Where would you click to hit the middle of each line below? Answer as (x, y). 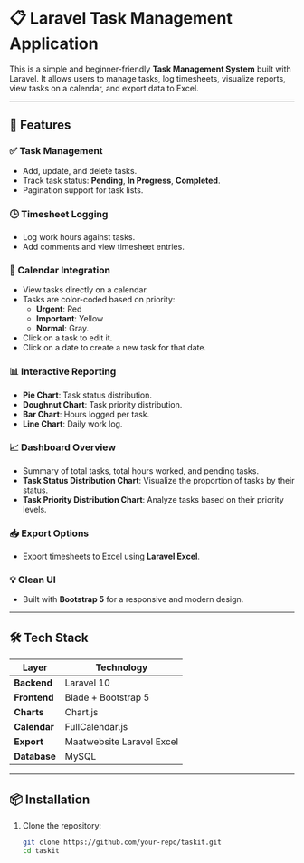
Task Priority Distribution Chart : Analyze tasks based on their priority (153, 499)
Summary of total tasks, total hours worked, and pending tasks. (141, 470)
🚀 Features (40, 125)
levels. (34, 509)
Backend (33, 683)
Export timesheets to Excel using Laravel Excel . (111, 556)
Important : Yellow (70, 319)
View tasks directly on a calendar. (85, 290)
